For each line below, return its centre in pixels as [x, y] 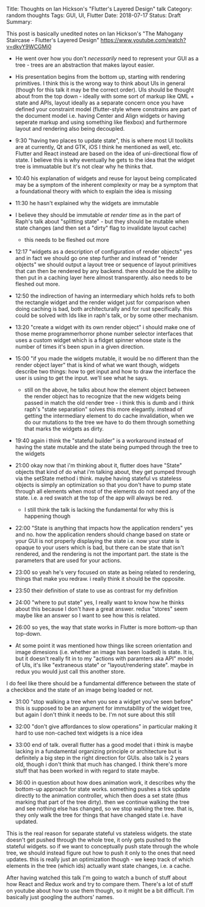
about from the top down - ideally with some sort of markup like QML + [104, 96]
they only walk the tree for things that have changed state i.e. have [99, 815]
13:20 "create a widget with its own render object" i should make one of [105, 327]
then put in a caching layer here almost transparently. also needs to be [104, 278]
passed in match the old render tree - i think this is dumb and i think [109, 403]
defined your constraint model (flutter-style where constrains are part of [106, 109]
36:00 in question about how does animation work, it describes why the [105, 782]
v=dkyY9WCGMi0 [29, 46]
